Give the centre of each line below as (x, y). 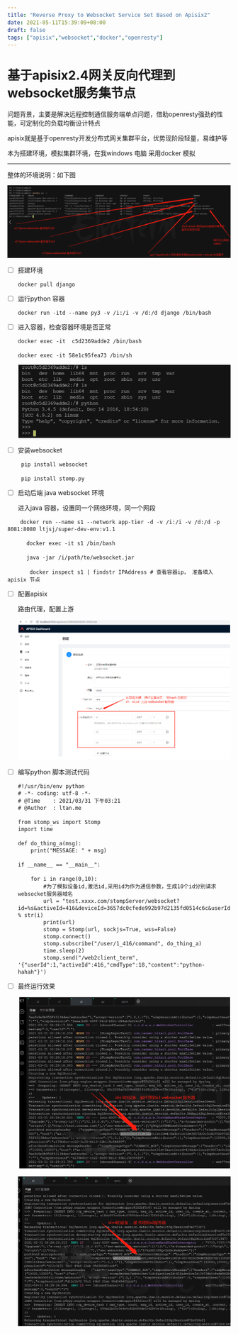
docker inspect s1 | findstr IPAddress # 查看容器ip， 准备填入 (121, 572)
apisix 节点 (24, 579)
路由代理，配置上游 (46, 608)
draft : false (27, 30)
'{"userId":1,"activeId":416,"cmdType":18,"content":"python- (111, 965)
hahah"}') (32, 972)
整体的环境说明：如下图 (41, 175)
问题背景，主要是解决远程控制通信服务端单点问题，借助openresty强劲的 (112, 114)
